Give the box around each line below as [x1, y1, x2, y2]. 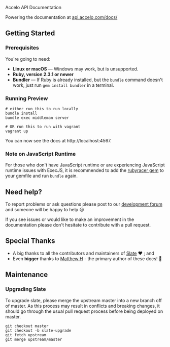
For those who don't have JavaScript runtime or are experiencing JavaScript [5, 162, 165, 168]
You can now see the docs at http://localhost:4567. [5, 137, 112, 143]
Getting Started [5, 29, 55, 38]
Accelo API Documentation [5, 5, 62, 10]
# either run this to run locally [5, 106, 79, 111]
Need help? [5, 187, 42, 196]
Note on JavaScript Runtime [5, 150, 76, 157]
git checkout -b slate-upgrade [5, 328, 72, 333]
